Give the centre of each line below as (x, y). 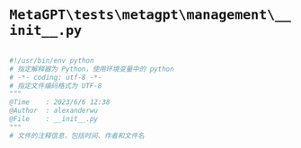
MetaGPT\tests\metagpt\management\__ (150, 15)
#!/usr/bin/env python (52, 60)
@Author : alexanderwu (54, 111)
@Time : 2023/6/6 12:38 (60, 102)
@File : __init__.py (54, 119)
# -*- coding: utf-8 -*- (56, 77)
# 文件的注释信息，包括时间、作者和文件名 (77, 135)
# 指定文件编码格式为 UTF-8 (56, 86)
